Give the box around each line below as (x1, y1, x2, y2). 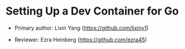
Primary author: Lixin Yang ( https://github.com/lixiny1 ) (14, 24, 149, 31)
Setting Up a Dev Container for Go (5, 4, 179, 18)
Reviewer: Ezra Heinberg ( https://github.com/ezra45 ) (14, 36, 148, 43)
